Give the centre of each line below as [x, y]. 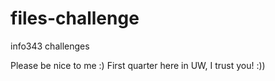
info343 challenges [50, 46]
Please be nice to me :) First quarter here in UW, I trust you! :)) [138, 65]
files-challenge [75, 18]
